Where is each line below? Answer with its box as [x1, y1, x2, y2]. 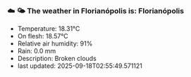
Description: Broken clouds [17, 55, 97, 63]
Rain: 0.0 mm [17, 47, 56, 55]
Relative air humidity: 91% [17, 39, 93, 48]
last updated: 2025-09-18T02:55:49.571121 [17, 62, 143, 70]
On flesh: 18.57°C [17, 32, 68, 41]
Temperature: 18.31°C [17, 24, 80, 33]
